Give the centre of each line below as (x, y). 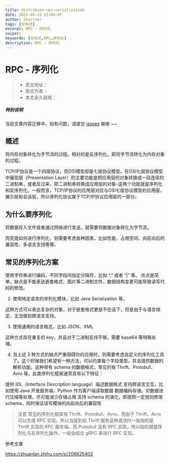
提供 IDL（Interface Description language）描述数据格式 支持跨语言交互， (82, 384)
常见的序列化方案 (32, 262)
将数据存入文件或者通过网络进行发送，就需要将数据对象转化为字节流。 (78, 227)
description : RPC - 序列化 (32, 43)
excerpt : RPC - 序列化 (28, 29)
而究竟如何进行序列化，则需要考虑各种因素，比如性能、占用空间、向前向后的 (85, 238)
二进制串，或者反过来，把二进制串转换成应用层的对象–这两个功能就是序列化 (84, 184)
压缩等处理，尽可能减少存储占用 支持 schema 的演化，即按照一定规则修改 (86, 397)
